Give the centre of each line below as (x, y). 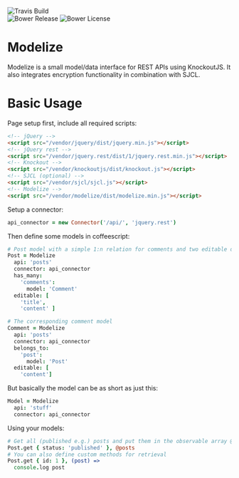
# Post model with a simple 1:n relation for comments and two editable (117, 249)
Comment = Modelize (36, 328)
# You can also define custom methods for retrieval (87, 454)
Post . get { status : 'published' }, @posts (71, 448)
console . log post (39, 468)
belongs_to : (32, 348)
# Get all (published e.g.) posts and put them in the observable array (117, 441)
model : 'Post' (47, 361)
